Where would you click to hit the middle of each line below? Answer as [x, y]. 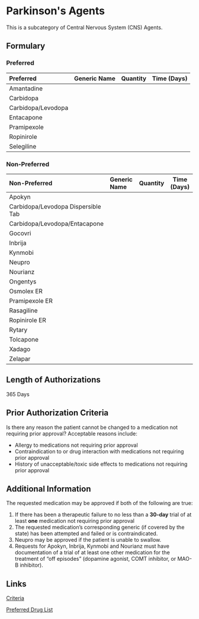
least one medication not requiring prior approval [75, 521]
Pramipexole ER [31, 301]
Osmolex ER [26, 291]
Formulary [26, 46]
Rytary [18, 330]
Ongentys [23, 282]
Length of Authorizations [53, 380]
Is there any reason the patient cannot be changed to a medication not [92, 427]
